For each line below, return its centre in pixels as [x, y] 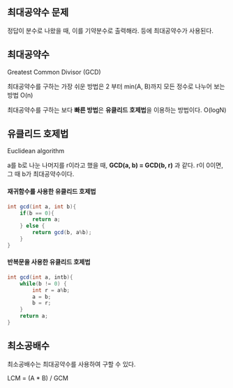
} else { [32, 226]
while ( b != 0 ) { [44, 284]
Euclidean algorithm [36, 151]
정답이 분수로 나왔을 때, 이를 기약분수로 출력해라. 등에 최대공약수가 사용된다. [111, 31]
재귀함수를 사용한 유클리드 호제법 [52, 192]
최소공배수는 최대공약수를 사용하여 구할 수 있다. [72, 364]
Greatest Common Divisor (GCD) [54, 72]
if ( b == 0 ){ [37, 213]
